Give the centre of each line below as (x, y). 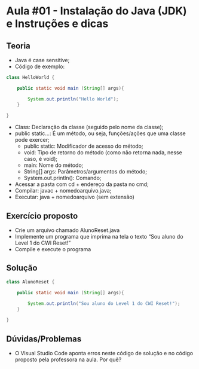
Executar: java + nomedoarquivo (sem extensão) (74, 197)
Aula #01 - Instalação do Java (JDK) (97, 11)
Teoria (19, 46)
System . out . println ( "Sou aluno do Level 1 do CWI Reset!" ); (104, 303)
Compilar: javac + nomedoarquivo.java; (63, 191)
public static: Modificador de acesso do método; (83, 146)
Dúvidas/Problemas (44, 339)
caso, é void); (41, 159)
